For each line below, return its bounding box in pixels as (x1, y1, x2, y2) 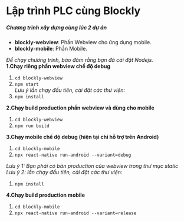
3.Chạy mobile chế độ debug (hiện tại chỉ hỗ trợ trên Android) (6, 134, 159, 141)
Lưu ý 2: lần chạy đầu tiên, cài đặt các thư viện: (6, 169, 123, 176)
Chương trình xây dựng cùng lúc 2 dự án (6, 24, 107, 31)
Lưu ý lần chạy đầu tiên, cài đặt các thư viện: (14, 87, 126, 94)
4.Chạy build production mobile (6, 191, 86, 198)
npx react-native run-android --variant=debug (14, 152, 132, 158)
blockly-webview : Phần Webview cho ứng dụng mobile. (14, 39, 152, 46)
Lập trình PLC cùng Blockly (6, 4, 141, 18)
